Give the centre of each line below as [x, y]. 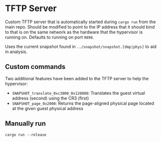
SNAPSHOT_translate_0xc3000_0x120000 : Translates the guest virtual [79, 93]
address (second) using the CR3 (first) [50, 98]
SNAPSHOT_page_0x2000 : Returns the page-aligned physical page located [83, 103]
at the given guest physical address [48, 108]
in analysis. [16, 52]
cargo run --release [26, 135]
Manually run [25, 124]
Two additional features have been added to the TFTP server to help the [77, 78]
